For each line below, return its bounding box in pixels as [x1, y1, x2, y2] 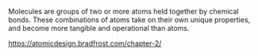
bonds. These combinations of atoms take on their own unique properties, [8, 15, 251, 24]
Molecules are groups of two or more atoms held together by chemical [8, 7, 240, 16]
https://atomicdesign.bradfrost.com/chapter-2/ [8, 39, 162, 48]
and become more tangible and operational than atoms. [8, 24, 190, 32]
